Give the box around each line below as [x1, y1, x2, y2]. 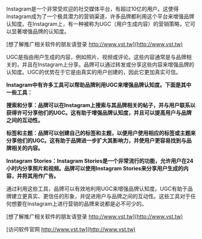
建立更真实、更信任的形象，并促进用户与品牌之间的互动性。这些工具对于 [11, 193, 191, 200]
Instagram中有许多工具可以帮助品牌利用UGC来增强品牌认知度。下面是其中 [6, 81, 192, 88]
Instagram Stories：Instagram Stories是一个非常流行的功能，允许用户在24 [6, 157, 194, 164]
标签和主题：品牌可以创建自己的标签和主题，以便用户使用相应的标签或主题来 [6, 129, 196, 137]
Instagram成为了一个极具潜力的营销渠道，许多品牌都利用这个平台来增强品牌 [6, 13, 194, 20]
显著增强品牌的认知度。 [11, 28, 70, 35]
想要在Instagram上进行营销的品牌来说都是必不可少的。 [11, 200, 147, 207]
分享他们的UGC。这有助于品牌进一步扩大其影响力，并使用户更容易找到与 [6, 137, 187, 144]
